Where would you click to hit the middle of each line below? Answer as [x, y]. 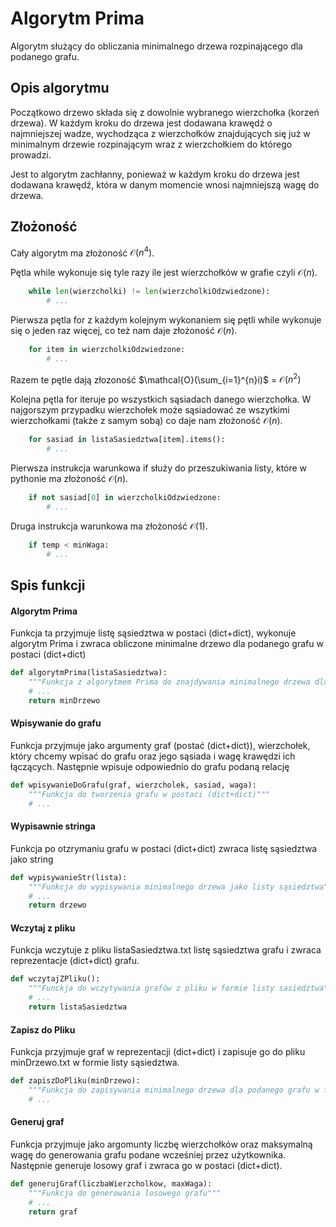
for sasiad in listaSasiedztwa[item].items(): [127, 440]
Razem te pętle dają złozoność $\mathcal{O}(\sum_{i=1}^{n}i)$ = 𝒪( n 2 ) [156, 379]
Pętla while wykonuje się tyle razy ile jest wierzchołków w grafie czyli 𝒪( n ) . [164, 273]
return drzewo [57, 905]
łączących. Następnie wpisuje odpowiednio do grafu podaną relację [150, 766]
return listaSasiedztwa [78, 1007]
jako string [32, 859]
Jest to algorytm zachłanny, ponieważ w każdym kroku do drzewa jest [155, 174]
